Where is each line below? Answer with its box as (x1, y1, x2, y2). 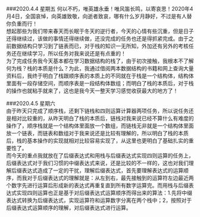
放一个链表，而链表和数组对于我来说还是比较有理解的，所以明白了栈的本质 (6, 130, 189, 137)
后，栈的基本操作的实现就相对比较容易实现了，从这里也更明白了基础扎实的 (6, 137, 189, 144)
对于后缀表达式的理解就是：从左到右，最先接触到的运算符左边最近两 (26, 175, 194, 181)
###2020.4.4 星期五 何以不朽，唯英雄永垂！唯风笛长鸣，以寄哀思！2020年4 (6, 5, 193, 12)
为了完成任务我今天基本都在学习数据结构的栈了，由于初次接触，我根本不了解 (6, 57, 194, 64)
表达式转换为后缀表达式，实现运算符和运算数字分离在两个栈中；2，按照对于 (6, 197, 192, 204)
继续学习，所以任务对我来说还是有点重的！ (21, 50, 126, 57)
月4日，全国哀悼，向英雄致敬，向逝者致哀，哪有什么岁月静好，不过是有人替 (6, 13, 192, 20)
